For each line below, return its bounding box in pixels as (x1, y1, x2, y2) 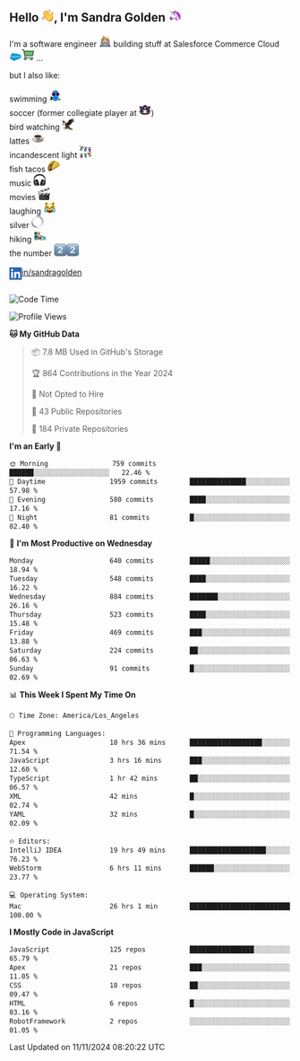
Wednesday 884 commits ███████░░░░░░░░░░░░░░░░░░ (9, 592, 291, 601)
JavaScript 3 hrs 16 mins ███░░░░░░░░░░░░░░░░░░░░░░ (9, 756, 291, 765)
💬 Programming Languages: (9, 729, 106, 738)
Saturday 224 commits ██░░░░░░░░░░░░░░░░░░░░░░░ (9, 645, 291, 655)
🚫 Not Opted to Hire (30, 388, 105, 399)
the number (9, 248, 52, 259)
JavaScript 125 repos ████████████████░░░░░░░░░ (9, 944, 291, 954)
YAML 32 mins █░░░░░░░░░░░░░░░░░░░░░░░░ (9, 810, 291, 819)
